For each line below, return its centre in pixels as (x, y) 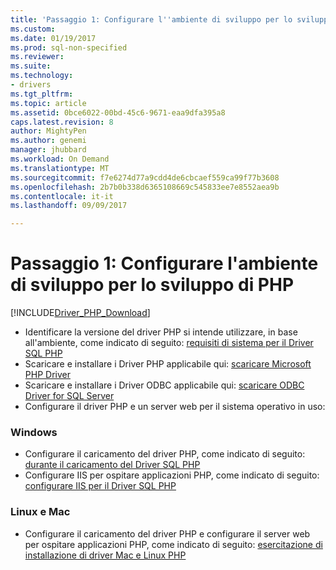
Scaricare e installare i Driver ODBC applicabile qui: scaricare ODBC (164, 385)
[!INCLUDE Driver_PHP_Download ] (80, 313)
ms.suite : (31, 66)
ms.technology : (42, 76)
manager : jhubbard (48, 150)
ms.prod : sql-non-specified (69, 47)
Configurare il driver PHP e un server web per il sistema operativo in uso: (175, 407)
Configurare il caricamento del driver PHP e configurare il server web (167, 533)
